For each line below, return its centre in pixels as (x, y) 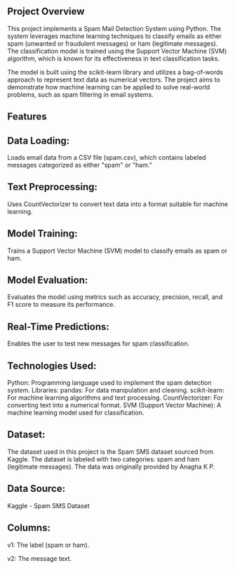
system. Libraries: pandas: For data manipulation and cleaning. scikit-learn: (116, 391)
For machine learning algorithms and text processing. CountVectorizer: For (115, 398)
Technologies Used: (52, 366)
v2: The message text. (40, 558)
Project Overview (46, 12)
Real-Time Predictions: (59, 327)
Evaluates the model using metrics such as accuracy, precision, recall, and (115, 297)
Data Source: (36, 489)
